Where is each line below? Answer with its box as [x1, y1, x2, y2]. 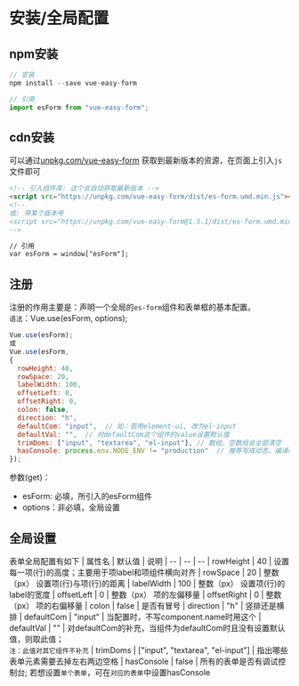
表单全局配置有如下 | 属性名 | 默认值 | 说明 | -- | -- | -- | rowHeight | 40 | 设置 [9, 555, 290, 566]
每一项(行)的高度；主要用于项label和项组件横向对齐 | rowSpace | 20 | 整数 [9, 567, 279, 577]
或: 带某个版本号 [9, 208, 64, 218]
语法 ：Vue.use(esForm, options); [9, 313, 128, 324]
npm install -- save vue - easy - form [9, 78, 138, 87]
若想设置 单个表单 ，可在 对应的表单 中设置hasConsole [29, 666, 211, 677]
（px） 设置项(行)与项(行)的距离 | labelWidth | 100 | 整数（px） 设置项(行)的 [9, 577, 286, 588]
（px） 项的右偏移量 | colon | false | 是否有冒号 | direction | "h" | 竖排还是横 [9, 600, 285, 610]
